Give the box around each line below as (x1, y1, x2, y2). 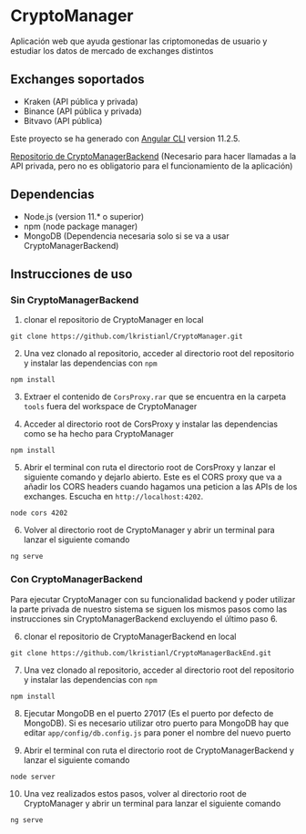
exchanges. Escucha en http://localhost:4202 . (23, 491, 204, 502)
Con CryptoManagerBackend (10, 573, 143, 586)
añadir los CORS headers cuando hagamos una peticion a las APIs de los (23, 481, 298, 492)
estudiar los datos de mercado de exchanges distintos (10, 45, 214, 56)
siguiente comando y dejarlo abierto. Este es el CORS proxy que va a (23, 471, 282, 483)
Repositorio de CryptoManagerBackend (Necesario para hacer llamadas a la (10, 150, 297, 161)
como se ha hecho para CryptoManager (23, 428, 174, 439)
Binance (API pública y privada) (23, 106, 142, 117)
